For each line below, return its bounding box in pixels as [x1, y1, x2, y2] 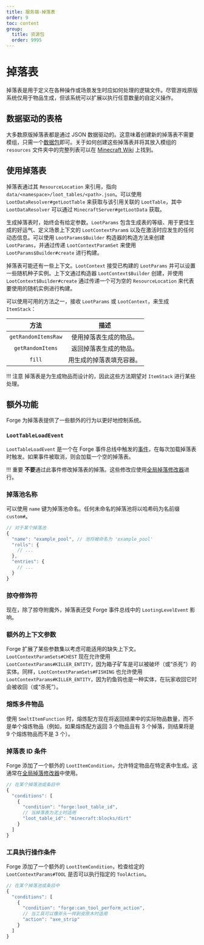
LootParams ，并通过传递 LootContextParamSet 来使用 [6, 241, 137, 249]
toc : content [6, 20, 39, 26]
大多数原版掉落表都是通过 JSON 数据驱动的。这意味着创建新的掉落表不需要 [6, 131, 194, 138]
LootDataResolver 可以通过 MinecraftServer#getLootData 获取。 [6, 205, 165, 213]
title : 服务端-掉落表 [6, 9, 56, 15]
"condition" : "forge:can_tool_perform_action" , [22, 905, 146, 912]
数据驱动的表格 [6, 114, 63, 124]
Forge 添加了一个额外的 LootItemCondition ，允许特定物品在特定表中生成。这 [6, 761, 198, 769]
